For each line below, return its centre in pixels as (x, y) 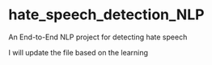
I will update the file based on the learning (78, 52)
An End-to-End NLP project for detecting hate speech (98, 37)
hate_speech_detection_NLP (106, 15)
